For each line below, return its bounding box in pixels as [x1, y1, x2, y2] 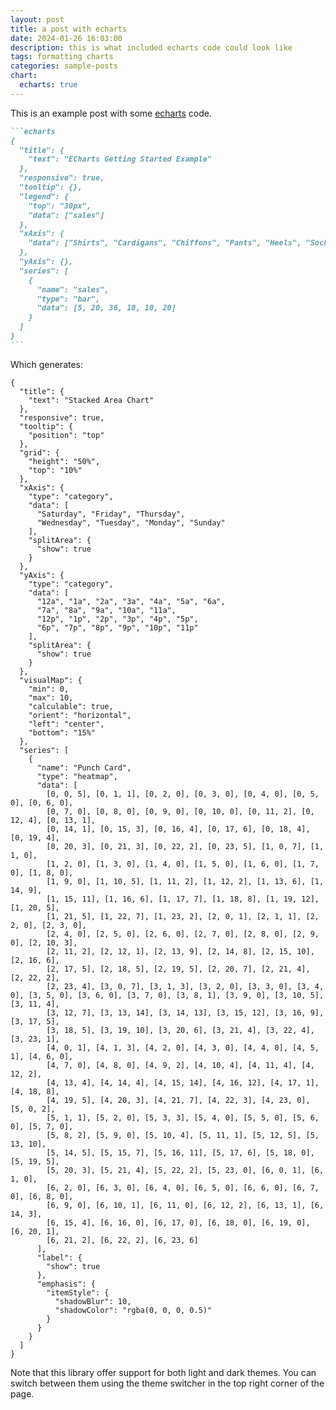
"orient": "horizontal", [28, 710, 132, 720]
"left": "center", [28, 719, 105, 729]
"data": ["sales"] [28, 210, 105, 220]
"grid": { [19, 447, 60, 458]
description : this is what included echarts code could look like [10, 42, 293, 53]
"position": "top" [28, 430, 105, 440]
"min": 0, [28, 684, 70, 694]
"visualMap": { [19, 675, 83, 685]
